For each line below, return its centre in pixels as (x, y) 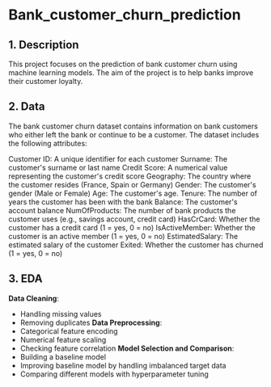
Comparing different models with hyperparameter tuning (114, 374)
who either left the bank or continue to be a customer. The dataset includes (134, 134)
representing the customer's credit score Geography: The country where (130, 176)
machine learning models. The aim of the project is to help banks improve (131, 73)
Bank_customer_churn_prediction (125, 15)
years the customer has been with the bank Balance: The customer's (123, 202)
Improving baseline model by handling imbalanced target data (123, 365)
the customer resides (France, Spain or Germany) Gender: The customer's (132, 184)
